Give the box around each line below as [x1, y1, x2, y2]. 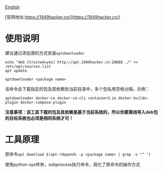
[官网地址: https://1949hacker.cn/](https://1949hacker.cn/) [5, 14, 121, 20]
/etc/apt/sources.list [5, 64, 51, 69]
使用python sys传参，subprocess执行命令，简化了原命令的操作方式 [5, 161, 140, 167]
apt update [5, 68, 27, 73]
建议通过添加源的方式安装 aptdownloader [5, 50, 85, 56]
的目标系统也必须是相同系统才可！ [5, 115, 73, 121]
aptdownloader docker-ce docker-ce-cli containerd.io [5, 96, 117, 100]
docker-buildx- [118, 96, 149, 100]
